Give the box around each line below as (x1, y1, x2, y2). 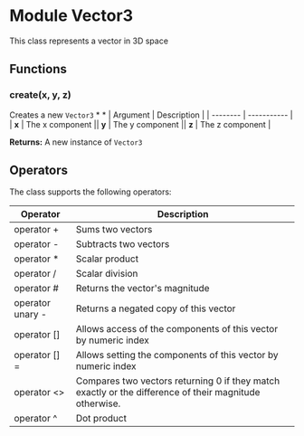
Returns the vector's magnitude (75, 282, 210, 295)
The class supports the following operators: (9, 186, 172, 197)
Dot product (75, 412, 127, 425)
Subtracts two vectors (75, 238, 170, 251)
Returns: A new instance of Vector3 (9, 137, 143, 147)
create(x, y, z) (9, 89, 71, 101)
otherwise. (75, 397, 121, 410)
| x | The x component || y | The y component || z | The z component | (9, 118, 271, 129)
